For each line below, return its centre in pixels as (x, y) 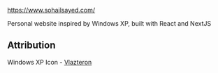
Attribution (31, 46)
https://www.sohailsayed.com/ (51, 10)
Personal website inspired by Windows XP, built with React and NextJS (109, 23)
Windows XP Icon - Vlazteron (50, 62)
